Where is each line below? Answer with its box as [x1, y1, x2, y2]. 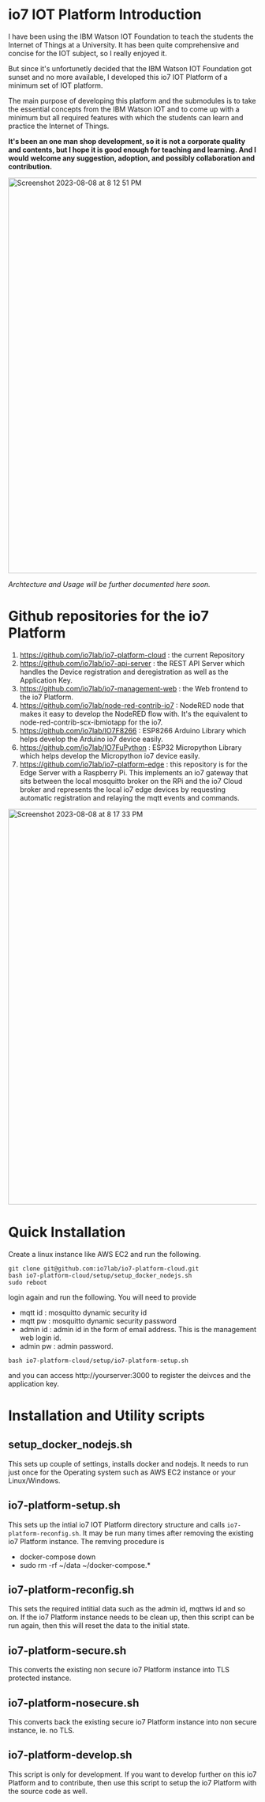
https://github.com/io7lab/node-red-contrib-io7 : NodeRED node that [19, 700, 244, 710]
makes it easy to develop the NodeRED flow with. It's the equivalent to [19, 709, 248, 718]
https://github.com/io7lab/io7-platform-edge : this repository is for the [19, 759, 248, 769]
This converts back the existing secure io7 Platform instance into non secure [8, 1717, 257, 1727]
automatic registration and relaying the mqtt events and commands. [19, 793, 240, 802]
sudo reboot [8, 1278, 47, 1286]
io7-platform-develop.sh [8, 1748, 132, 1762]
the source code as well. [8, 1786, 88, 1796]
